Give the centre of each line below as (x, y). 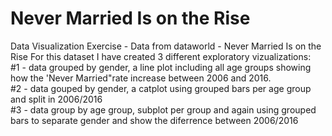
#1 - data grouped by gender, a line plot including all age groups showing (161, 67)
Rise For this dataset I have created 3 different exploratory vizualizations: (161, 56)
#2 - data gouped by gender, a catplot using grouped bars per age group (161, 88)
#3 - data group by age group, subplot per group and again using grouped (163, 109)
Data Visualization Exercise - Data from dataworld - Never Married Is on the (166, 46)
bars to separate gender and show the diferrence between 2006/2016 (154, 120)
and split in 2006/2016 (56, 99)
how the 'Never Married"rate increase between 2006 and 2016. (141, 78)
